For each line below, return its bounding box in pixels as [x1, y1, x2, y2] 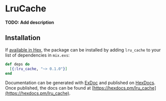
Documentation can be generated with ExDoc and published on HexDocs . [5, 80, 156, 86]
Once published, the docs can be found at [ [5, 85, 94, 91]
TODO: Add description [5, 19, 55, 25]
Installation [5, 34, 41, 42]
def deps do [5, 61, 30, 67]
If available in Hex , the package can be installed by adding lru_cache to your [5, 47, 161, 52]
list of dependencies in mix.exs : [5, 52, 70, 58]
